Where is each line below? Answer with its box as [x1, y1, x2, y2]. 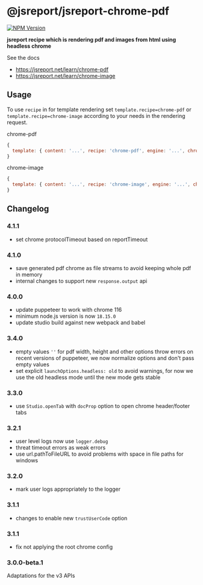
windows [15, 457, 39, 464]
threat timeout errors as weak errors [15, 444, 106, 451]
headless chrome [7, 42, 52, 50]
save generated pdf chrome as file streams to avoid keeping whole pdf [15, 264, 192, 271]
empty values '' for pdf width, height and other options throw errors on [15, 347, 193, 355]
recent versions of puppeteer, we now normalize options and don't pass [15, 354, 195, 361]
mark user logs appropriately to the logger [15, 485, 121, 493]
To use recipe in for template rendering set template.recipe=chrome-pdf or [7, 106, 192, 113]
